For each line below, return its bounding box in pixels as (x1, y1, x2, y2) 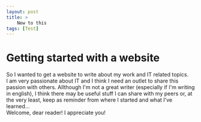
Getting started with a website (6, 51, 160, 65)
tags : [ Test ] (6, 25, 39, 32)
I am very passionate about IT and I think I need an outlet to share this (6, 77, 179, 84)
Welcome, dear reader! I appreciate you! (6, 109, 106, 117)
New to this (17, 20, 47, 26)
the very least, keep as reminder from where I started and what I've (6, 96, 173, 103)
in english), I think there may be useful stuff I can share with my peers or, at (6, 90, 193, 97)
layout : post (6, 8, 39, 15)
